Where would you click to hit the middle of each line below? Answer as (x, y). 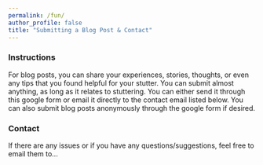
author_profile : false (45, 23)
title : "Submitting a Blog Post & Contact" (80, 30)
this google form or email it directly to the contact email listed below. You (126, 100)
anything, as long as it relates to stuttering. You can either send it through (127, 91)
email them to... (33, 153)
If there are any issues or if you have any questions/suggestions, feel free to (131, 145)
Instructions (32, 57)
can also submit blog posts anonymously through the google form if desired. (132, 108)
